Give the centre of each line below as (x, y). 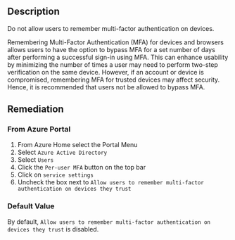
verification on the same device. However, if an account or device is (106, 72)
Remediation (36, 109)
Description (33, 12)
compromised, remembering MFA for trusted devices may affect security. (114, 80)
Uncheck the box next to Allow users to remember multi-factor (110, 182)
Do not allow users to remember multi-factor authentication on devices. (111, 28)
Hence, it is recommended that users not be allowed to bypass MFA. (106, 87)
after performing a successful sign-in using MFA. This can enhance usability (118, 57)
